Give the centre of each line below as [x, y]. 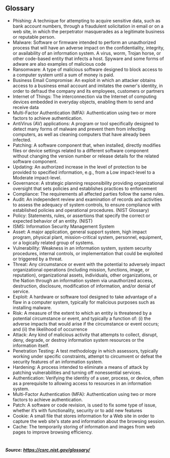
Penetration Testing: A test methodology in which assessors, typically [85, 351]
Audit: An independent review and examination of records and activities [87, 199]
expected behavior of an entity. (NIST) [53, 221]
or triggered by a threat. [38, 259]
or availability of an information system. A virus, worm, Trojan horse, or [87, 53]
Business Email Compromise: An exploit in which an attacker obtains [84, 80]
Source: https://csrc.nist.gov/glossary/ [48, 450]
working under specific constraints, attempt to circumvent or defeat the [87, 356]
